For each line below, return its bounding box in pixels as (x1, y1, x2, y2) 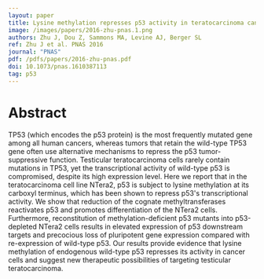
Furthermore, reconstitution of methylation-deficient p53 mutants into (8, 213, 234, 222)
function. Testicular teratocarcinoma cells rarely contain (49, 155, 230, 164)
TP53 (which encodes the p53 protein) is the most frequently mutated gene (8, 130, 253, 139)
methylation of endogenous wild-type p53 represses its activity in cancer (8, 247, 246, 256)
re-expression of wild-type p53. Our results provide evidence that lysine (8, 238, 242, 248)
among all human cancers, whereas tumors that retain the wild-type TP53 (8, 138, 247, 148)
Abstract (8, 104, 67, 122)
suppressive (8, 155, 48, 164)
